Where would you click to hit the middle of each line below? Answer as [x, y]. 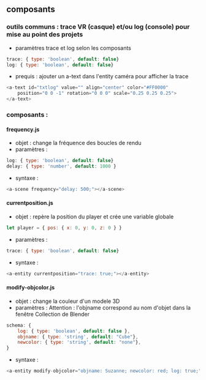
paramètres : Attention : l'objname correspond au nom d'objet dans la [103, 307]
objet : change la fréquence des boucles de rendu [78, 143]
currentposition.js [30, 203]
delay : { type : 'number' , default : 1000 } [61, 166]
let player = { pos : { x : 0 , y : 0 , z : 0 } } [64, 228]
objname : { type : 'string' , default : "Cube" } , [78, 337]
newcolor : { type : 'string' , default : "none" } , [79, 342]
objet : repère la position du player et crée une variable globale [94, 217]
